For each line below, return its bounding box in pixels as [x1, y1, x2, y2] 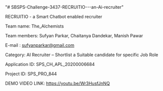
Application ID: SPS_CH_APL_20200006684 [5, 61, 95, 67]
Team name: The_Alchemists [5, 23, 64, 29]
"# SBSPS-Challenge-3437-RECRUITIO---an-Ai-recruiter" [5, 4, 124, 10]
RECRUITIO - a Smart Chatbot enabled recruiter [5, 14, 103, 19]
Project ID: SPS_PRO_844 [5, 71, 57, 77]
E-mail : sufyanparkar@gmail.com [5, 42, 75, 48]
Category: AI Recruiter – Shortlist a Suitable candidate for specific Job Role [5, 52, 159, 58]
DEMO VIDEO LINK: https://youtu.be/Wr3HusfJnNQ [5, 81, 110, 86]
